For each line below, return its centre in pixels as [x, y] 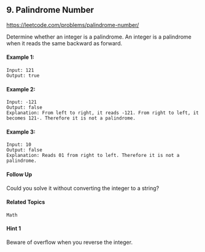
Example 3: [21, 132]
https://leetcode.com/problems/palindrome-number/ [73, 25]
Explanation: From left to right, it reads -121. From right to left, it [103, 113]
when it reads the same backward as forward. [64, 43]
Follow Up [19, 175]
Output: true [23, 76]
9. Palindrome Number [50, 10]
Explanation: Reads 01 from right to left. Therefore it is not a [93, 156]
